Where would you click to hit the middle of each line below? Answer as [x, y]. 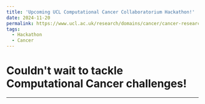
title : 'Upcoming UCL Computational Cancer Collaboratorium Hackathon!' [101, 12]
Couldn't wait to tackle [65, 71]
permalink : [20, 23]
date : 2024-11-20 [28, 18]
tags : [13, 29]
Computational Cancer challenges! [97, 84]
